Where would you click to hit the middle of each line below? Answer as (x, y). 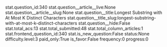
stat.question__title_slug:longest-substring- (112, 18)
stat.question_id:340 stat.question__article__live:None (60, 7)
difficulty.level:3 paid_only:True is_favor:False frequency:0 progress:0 (77, 39)
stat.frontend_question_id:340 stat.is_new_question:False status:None (77, 34)
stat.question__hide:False (104, 23)
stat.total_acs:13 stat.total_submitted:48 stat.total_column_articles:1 (74, 28)
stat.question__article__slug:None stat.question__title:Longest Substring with (84, 12)
